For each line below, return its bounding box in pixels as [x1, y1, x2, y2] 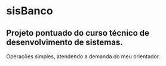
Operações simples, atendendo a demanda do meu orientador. [6, 53, 161, 60]
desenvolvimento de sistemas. [6, 37, 124, 47]
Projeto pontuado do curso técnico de [6, 28, 150, 38]
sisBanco [6, 4, 53, 18]
